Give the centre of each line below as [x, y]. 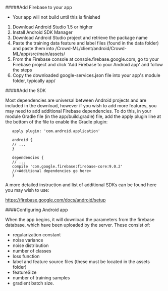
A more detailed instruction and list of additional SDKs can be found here [81, 185]
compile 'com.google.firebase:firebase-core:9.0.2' [67, 167]
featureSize [24, 272]
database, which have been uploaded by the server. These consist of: [78, 225]
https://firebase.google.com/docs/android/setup [55, 200]
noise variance [28, 240]
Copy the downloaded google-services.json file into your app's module [86, 75]
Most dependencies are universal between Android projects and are [76, 100]
